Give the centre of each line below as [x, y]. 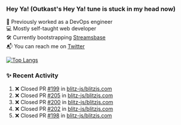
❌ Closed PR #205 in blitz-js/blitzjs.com [64, 95]
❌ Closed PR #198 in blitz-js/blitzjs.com [63, 115]
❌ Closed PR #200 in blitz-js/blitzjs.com [64, 102]
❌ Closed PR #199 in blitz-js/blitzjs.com [63, 89]
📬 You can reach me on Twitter [45, 46]
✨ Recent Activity [32, 76]
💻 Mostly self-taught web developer [51, 29]
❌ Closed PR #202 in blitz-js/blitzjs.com [64, 108]
